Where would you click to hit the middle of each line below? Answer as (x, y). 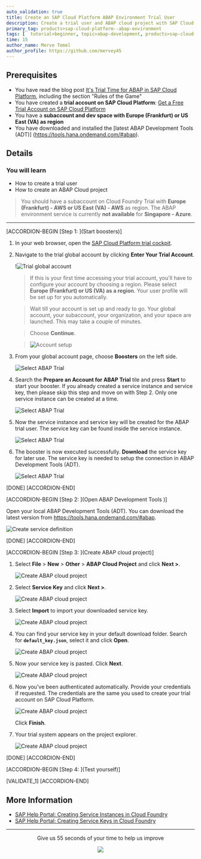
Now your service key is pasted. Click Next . (69, 664)
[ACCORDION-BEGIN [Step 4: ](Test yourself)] (63, 769)
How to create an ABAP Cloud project (61, 190)
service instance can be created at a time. (66, 399)
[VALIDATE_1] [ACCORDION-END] (48, 781)
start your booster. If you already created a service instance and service (104, 386)
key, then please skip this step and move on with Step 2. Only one (96, 393)
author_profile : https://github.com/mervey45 (64, 51)
